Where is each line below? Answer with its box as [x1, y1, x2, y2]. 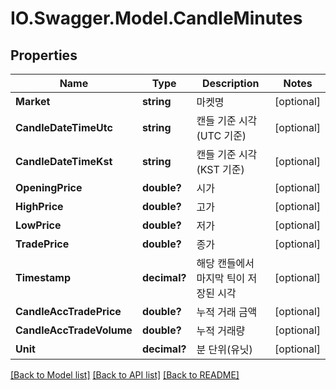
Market [15, 95, 51, 108]
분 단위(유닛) [196, 343, 253, 356]
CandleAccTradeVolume [15, 323, 133, 337]
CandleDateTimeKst [15, 155, 113, 168]
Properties [10, 47, 78, 64]
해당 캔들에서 [196, 257, 255, 270]
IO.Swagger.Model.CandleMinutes [10, 7, 303, 30]
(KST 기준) [196, 163, 245, 176]
